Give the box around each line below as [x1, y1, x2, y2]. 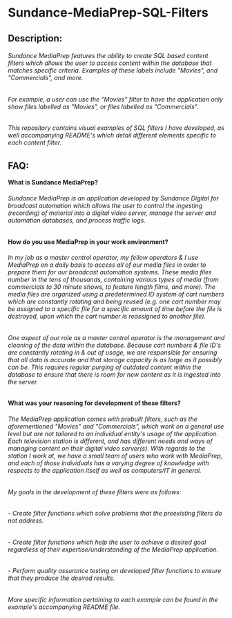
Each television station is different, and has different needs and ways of [8, 437, 213, 445]
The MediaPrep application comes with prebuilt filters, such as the [8, 415, 197, 423]
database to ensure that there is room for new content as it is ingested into [8, 370, 222, 378]
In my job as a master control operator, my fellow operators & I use [8, 254, 199, 262]
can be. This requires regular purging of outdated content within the [8, 363, 202, 371]
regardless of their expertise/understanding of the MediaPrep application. [8, 545, 219, 554]
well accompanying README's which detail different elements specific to [8, 131, 217, 140]
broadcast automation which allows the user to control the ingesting [8, 202, 203, 210]
